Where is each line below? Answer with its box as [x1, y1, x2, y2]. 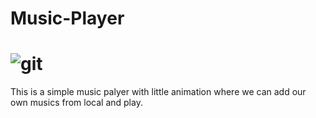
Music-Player [10, 7, 125, 30]
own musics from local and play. [10, 97, 143, 109]
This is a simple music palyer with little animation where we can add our [10, 86, 307, 98]
